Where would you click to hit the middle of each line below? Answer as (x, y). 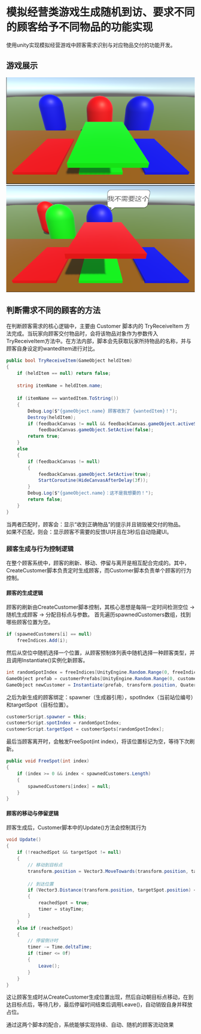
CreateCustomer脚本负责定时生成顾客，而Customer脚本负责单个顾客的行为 (99, 570)
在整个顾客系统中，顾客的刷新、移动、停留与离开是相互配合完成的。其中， (98, 563)
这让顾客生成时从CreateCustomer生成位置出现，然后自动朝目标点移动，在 (97, 997)
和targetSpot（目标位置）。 (39, 705)
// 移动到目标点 (45, 865)
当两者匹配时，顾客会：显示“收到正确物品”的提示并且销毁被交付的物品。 (95, 524)
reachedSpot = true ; (64, 903)
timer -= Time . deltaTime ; (60, 947)
